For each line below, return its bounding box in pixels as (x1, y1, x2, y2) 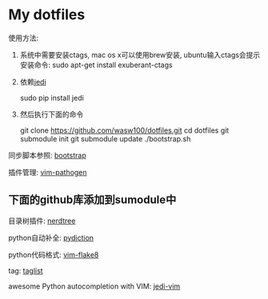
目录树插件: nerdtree (8, 216, 76, 225)
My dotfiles (8, 6, 86, 24)
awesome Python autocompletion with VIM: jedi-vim (8, 281, 181, 291)
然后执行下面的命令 (19, 110, 84, 119)
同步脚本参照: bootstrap (8, 150, 86, 160)
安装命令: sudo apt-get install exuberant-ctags (19, 60, 174, 70)
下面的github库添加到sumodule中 (8, 193, 177, 207)
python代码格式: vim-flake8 (8, 249, 99, 259)
